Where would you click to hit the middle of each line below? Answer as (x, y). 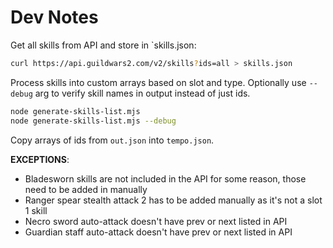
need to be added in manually (86, 189)
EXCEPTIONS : (40, 159)
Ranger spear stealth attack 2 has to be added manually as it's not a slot (173, 200)
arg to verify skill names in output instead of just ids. (142, 93)
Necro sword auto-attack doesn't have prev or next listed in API (156, 221)
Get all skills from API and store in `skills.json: (103, 45)
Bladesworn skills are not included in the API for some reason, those (165, 178)
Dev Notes (54, 17)
